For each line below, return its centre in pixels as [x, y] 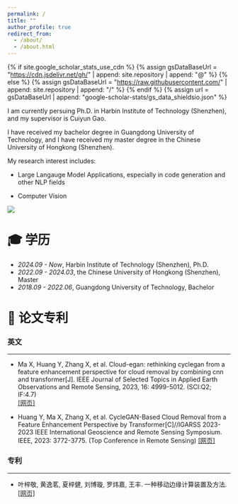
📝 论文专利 [38, 318]
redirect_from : [30, 34]
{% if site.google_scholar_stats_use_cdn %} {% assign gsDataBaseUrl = [112, 67]
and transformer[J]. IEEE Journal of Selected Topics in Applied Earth [118, 379]
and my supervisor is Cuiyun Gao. [57, 118]
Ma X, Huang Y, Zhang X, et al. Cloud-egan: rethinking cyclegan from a [121, 364]
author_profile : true [39, 27]
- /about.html [34, 47]
